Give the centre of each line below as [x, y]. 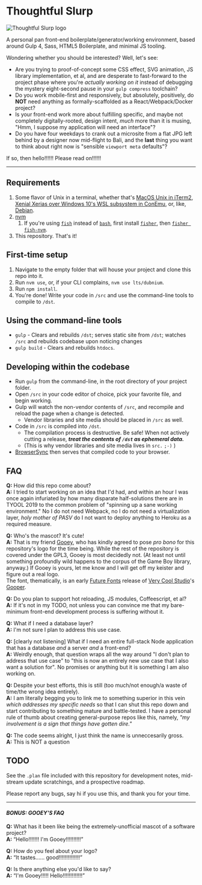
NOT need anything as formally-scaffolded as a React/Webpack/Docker [104, 101]
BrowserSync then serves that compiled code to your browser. [92, 452]
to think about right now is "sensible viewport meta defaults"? [91, 146]
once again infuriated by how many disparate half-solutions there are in [95, 498]
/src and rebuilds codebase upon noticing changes [78, 341]
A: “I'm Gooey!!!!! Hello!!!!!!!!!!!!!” [46, 876]
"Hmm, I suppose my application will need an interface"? [85, 127]
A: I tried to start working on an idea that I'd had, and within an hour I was [97, 492]
